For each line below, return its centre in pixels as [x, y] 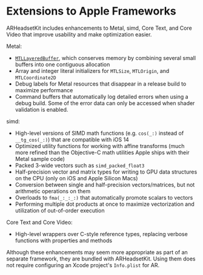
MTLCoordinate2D [35, 78]
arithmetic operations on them [53, 191]
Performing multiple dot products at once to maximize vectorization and [105, 204]
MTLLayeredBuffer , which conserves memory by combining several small [105, 58]
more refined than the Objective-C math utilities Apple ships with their [102, 152]
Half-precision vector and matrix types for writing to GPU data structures [106, 172]
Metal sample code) [40, 158]
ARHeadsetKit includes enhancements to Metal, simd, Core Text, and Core [99, 28]
